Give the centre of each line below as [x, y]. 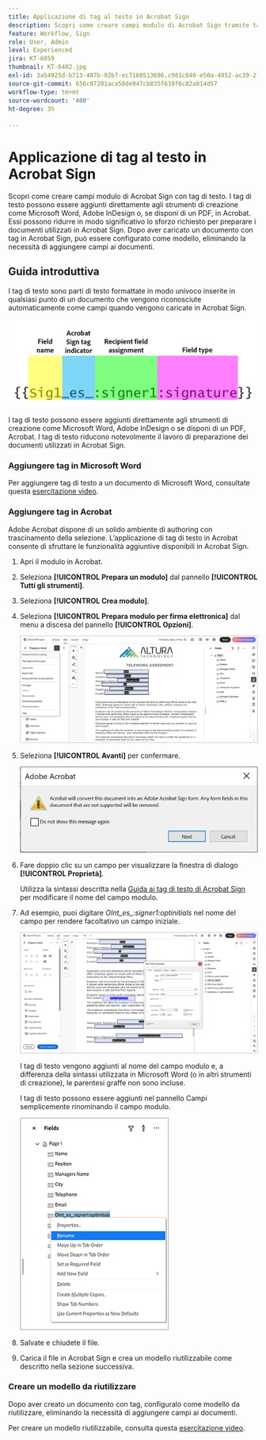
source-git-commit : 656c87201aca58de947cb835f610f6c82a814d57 [113, 83]
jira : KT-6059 [32, 59]
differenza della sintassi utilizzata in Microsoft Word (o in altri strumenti [135, 1074]
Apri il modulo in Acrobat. [61, 561]
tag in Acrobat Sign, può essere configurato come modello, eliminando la [127, 239]
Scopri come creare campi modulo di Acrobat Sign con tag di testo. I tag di [130, 196]
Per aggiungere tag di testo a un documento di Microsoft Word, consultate [129, 483]
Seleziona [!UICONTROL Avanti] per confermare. [100, 755]
